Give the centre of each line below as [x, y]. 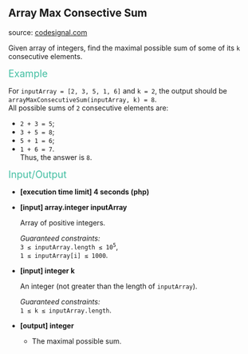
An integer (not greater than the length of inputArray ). [108, 286]
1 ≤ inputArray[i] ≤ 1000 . [64, 255]
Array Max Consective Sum [78, 13]
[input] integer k [47, 270]
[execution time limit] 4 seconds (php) [85, 192]
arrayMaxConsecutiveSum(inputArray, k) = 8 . [83, 99]
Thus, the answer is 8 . [56, 157]
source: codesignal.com [48, 32]
